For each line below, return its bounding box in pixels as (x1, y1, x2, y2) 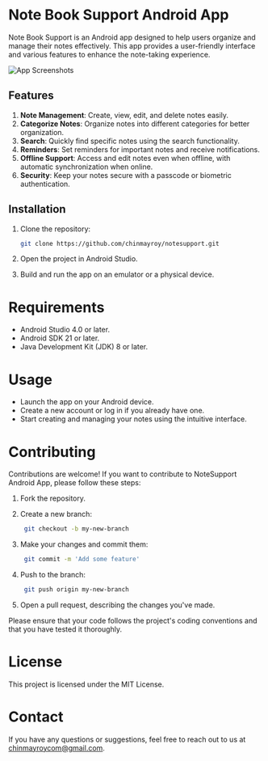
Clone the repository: (19, 224, 91, 234)
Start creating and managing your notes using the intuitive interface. (19, 414, 248, 424)
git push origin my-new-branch (23, 586, 129, 594)
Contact (8, 708, 64, 725)
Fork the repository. (19, 493, 86, 503)
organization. (19, 127, 65, 137)
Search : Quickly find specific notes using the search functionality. (19, 136, 240, 146)
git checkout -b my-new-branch (23, 525, 129, 533)
